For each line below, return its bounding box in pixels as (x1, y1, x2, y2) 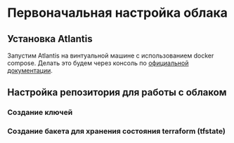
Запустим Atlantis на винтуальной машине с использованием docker (7, 51, 214, 60)
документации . (7, 67, 53, 74)
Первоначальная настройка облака (7, 5, 228, 21)
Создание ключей (7, 107, 73, 117)
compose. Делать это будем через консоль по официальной (7, 59, 189, 67)
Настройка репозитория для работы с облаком (7, 86, 227, 99)
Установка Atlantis (7, 33, 93, 45)
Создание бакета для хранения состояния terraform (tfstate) (7, 126, 226, 136)
